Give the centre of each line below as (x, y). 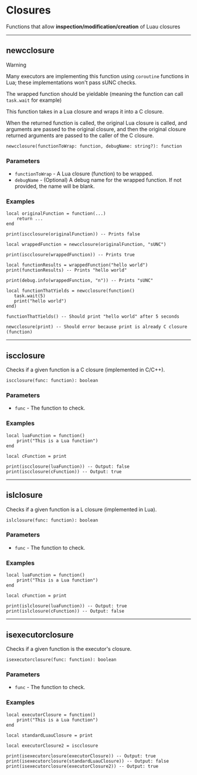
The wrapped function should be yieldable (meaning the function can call (95, 94)
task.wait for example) (34, 100)
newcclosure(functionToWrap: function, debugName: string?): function (94, 146)
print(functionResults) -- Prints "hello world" (67, 270)
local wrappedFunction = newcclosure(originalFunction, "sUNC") (86, 245)
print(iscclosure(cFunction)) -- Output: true (64, 471)
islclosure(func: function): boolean (52, 520)
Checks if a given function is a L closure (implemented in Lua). (81, 509)
